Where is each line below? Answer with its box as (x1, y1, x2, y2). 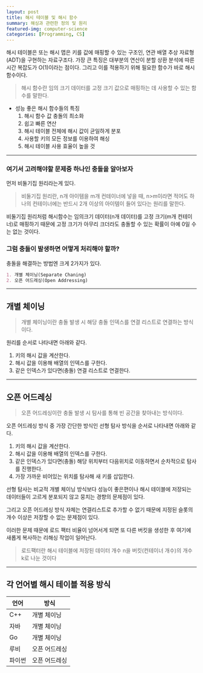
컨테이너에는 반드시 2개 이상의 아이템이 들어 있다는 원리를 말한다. (32, 200, 186, 208)
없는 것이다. (12, 228, 40, 235)
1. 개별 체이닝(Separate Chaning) (6, 272, 87, 278)
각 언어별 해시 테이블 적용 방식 (6, 579, 111, 590)
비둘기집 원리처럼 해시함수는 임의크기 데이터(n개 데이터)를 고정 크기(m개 (6, 213, 176, 220)
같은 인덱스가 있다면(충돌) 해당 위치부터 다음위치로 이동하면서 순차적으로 (14, 458, 185, 465)
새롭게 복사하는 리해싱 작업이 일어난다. (6, 534, 97, 542)
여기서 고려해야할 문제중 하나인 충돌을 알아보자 (6, 165, 134, 173)
